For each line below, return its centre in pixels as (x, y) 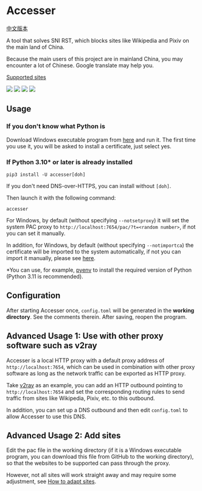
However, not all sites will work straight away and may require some (91, 475)
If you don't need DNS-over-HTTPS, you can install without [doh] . (89, 186)
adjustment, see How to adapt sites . (51, 482)
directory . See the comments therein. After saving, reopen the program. (97, 317)
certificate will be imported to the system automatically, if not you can (94, 252)
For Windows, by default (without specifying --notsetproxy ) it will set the (98, 220)
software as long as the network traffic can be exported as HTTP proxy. (96, 373)
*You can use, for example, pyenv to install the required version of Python (99, 270)
